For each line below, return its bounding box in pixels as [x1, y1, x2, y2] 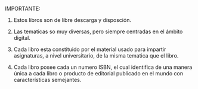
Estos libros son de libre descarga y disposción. [13, 17, 132, 23]
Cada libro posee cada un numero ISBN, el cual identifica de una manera [13, 63, 193, 71]
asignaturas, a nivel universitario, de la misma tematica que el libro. [13, 52, 179, 59]
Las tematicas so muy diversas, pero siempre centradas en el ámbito [13, 28, 183, 35]
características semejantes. [13, 77, 82, 83]
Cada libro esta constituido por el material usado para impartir [13, 46, 166, 53]
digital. [13, 34, 30, 41]
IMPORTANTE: [5, 5, 41, 12]
